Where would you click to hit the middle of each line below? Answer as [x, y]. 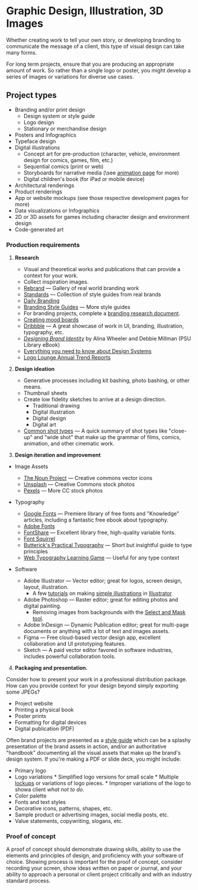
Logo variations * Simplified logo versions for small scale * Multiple [97, 777]
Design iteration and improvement [58, 455]
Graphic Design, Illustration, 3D [85, 11]
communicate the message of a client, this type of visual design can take [95, 46]
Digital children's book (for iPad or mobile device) [84, 179]
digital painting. [42, 606]
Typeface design [35, 141]
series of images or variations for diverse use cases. [70, 77]
